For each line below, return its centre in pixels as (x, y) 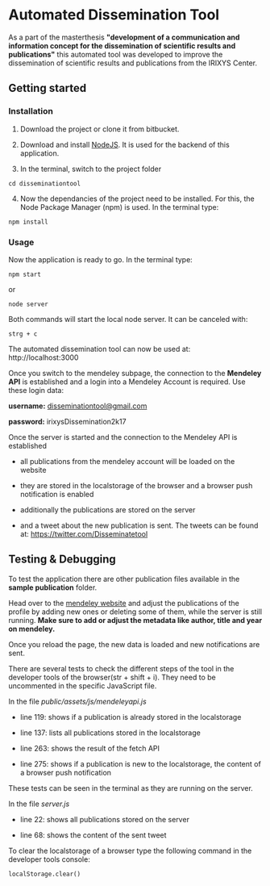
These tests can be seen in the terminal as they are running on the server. (131, 788)
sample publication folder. (53, 587)
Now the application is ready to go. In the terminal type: (101, 259)
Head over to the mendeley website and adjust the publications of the (124, 603)
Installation (31, 111)
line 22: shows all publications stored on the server (104, 819)
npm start (25, 274)
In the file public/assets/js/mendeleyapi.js (77, 701)
